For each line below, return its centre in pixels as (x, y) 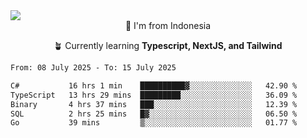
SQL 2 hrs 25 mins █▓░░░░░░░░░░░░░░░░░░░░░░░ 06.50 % (154, 114)
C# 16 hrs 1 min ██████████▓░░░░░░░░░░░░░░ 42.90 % (154, 85)
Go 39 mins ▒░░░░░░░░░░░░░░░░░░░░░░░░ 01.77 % (154, 123)
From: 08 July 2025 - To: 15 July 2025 (93, 68)
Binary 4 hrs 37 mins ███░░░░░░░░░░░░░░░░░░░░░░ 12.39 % (154, 104)
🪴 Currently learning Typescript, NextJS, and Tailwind (168, 45)
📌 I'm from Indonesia (168, 25)
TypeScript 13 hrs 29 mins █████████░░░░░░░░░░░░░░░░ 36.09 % (154, 95)
